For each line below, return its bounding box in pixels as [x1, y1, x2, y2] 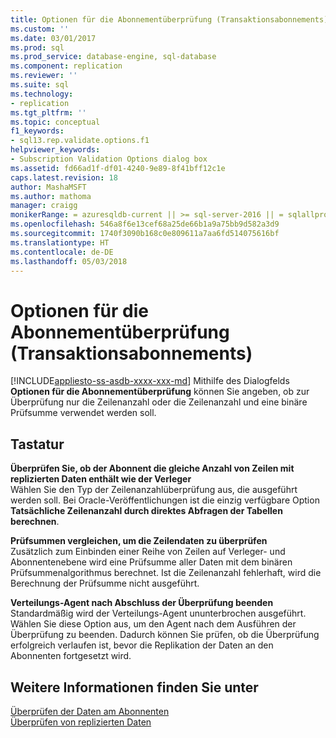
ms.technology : [10, 89, 74, 99]
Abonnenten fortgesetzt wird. [10, 650, 132, 662]
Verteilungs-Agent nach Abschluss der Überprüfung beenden [10, 597, 274, 609]
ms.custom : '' [10, 24, 70, 34]
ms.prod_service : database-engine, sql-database [10, 52, 217, 62]
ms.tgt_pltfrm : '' [10, 107, 87, 118]
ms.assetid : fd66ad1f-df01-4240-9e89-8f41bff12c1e [10, 163, 226, 173]
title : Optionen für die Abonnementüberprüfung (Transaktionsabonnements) [10, 14, 329, 25]
